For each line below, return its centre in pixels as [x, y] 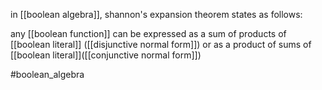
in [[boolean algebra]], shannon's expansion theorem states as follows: [156, 14]
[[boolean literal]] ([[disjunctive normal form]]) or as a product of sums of [161, 44]
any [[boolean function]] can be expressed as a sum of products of [148, 33]
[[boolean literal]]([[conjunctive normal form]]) [106, 55]
